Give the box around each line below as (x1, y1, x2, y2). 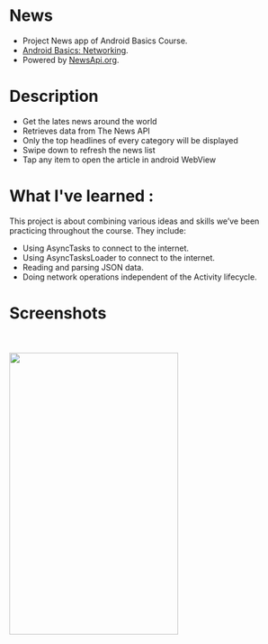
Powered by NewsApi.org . (22, 54, 120, 65)
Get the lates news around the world (22, 115, 157, 126)
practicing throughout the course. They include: (9, 225, 187, 235)
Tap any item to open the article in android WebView (22, 154, 217, 165)
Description (9, 87, 99, 106)
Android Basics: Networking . (22, 44, 129, 55)
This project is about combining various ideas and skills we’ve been (9, 216, 260, 226)
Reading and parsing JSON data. (22, 262, 144, 272)
